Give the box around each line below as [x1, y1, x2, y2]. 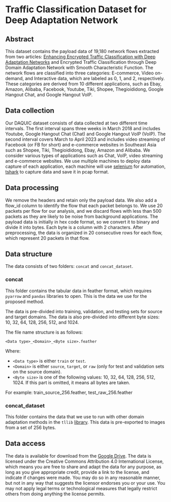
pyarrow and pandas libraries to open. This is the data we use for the [5, 293, 147, 299]
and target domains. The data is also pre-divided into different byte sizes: [5, 314, 160, 320]
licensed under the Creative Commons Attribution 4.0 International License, [5, 458, 164, 464]
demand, [5, 76, 24, 81]
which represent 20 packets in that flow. [5, 235, 90, 241]
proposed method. [5, 298, 44, 305]
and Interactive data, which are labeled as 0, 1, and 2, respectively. [25, 76, 165, 81]
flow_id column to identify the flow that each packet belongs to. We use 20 [5, 203, 163, 209]
